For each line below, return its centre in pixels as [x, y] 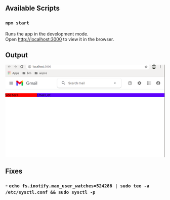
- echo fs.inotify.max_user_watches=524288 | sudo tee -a [77, 186]
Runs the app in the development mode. [47, 34]
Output [16, 55]
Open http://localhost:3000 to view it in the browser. [60, 39]
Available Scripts [32, 8]
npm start [17, 23]
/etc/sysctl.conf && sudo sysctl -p [50, 192]
